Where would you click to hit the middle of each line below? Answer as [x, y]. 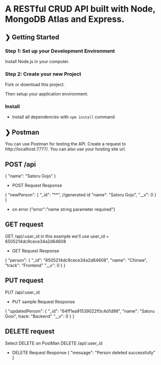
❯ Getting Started [32, 37]
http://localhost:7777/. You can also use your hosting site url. [66, 149]
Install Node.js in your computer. [37, 61]
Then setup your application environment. [47, 94]
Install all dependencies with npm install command [63, 117]
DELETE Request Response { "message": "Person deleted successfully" [84, 352]
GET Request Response [36, 251]
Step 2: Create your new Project [43, 74]
